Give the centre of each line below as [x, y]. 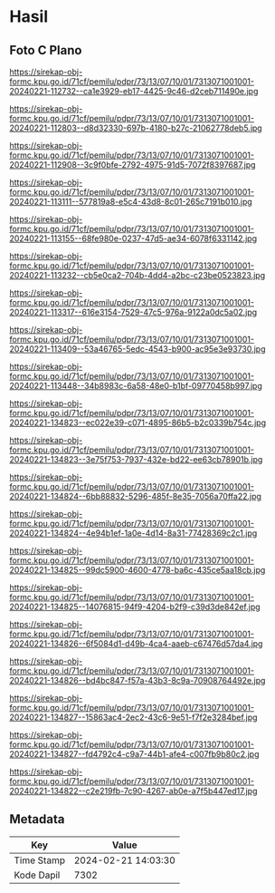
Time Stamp [40, 860]
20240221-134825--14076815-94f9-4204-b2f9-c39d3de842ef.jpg [135, 607]
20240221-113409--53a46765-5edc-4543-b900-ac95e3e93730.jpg [137, 349]
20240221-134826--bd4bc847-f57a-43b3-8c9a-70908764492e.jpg [137, 680]
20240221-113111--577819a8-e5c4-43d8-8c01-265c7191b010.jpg [131, 202]
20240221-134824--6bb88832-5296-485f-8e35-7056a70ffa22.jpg [136, 496]
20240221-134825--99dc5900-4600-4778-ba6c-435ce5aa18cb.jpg [137, 570]
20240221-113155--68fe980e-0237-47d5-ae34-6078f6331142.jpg [133, 238]
